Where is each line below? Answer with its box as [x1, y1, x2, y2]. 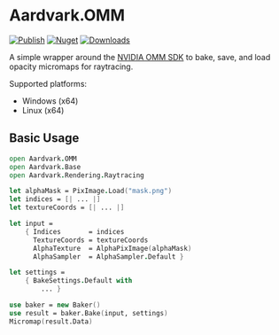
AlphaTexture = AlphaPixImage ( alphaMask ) [32, 244, 192, 253]
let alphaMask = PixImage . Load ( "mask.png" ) [9, 187, 173, 196]
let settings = [9, 268, 66, 277]
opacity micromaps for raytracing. [9, 61, 134, 72]
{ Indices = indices [25, 227, 125, 236]
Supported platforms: [9, 78, 87, 89]
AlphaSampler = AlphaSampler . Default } [32, 252, 184, 261]
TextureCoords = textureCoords [32, 236, 149, 245]
